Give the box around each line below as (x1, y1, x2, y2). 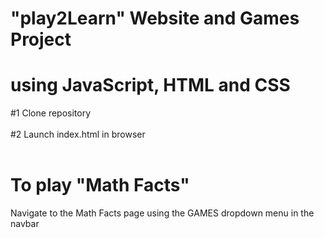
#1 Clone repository (10, 107, 92, 119)
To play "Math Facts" (10, 174, 190, 197)
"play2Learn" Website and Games (10, 7, 300, 30)
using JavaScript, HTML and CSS (10, 74, 291, 97)
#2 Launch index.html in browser (10, 128, 146, 141)
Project (10, 28, 72, 51)
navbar (10, 218, 40, 230)
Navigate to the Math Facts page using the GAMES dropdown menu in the (10, 207, 315, 219)
